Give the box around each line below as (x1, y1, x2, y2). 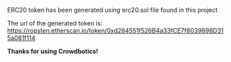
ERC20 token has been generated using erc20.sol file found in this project (7, 6, 218, 14)
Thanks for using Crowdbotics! (7, 48, 99, 55)
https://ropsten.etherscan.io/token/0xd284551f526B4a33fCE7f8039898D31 (7, 27, 224, 34)
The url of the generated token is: (7, 19, 102, 27)
